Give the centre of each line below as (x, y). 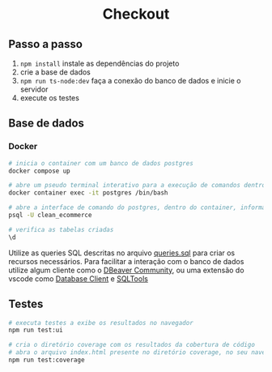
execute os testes (49, 98)
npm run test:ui (36, 330)
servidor (34, 89)
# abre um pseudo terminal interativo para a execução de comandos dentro (137, 186)
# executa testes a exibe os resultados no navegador (101, 323)
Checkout (136, 14)
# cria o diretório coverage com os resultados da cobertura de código (132, 345)
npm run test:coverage (47, 360)
